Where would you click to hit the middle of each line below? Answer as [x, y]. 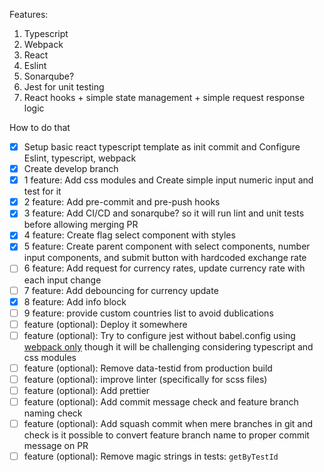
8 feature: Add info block [75, 301]
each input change [62, 280]
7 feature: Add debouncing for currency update [121, 290]
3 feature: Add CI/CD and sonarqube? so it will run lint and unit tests [164, 213]
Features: [29, 14]
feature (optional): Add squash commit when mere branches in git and [168, 424]
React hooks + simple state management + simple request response [164, 97]
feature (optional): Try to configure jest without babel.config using [159, 335]
